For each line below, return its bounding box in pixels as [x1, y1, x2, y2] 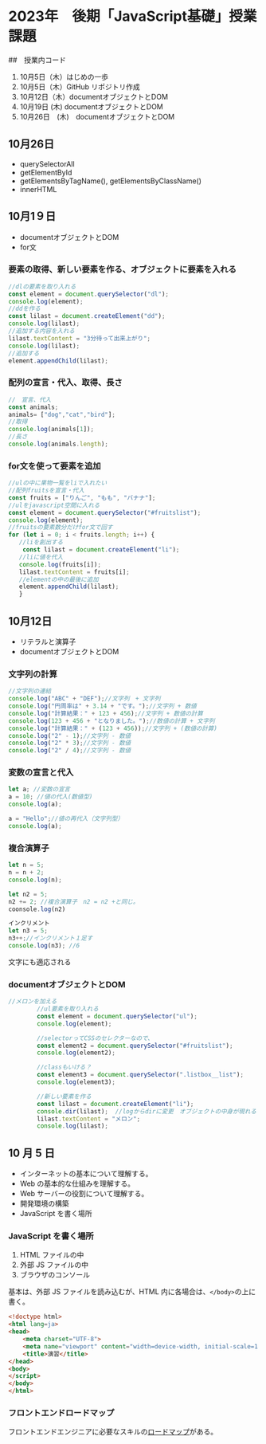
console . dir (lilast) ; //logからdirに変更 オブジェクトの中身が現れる [37, 1107, 257, 1116]
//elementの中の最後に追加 [18, 575, 100, 583]
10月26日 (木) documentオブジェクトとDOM [19, 112, 175, 121]
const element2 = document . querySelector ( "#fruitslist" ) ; [37, 1042, 233, 1050]
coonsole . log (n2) [8, 905, 66, 913]
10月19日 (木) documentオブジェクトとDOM [19, 101, 163, 112]
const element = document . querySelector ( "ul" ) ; [37, 1012, 198, 1020]
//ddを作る [8, 304, 41, 313]
